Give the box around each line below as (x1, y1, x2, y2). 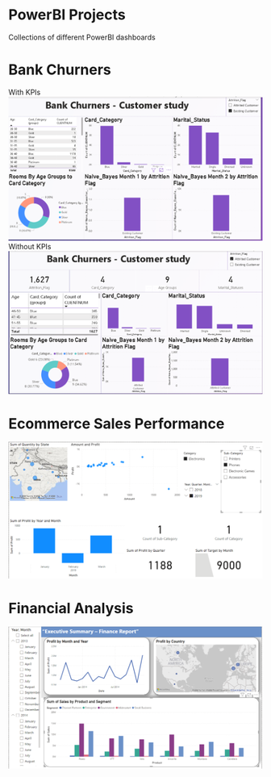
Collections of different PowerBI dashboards (8, 32, 156, 42)
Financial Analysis (8, 599, 134, 618)
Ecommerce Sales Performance (8, 415, 225, 432)
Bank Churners (8, 61, 111, 79)
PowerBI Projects (8, 6, 127, 24)
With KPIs (8, 87, 41, 97)
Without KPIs (8, 241, 52, 251)
